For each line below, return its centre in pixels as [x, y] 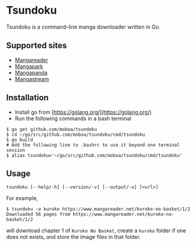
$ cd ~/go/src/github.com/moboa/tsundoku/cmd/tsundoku [76, 135]
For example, [22, 198]
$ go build [20, 140]
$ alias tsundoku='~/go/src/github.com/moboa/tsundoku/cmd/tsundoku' [94, 155]
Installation [27, 98]
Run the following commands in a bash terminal [73, 118]
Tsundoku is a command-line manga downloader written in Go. [83, 27]
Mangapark [29, 66]
